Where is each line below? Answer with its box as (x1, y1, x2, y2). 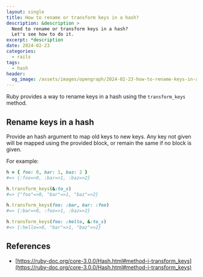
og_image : (11, 76, 36, 82)
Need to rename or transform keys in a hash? (11, 25, 129, 32)
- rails (11, 54, 31, 60)
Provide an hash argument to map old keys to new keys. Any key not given (6, 132, 192, 140)
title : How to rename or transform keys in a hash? (6, 15, 139, 21)
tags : (6, 59, 20, 65)
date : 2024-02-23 (6, 43, 50, 49)
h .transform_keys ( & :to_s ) (6, 186, 71, 192)
